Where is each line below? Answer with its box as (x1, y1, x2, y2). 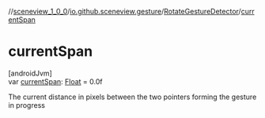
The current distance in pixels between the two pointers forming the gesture (8, 92, 257, 101)
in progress (8, 100, 46, 109)
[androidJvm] (8, 68, 53, 78)
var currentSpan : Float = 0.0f (8, 76, 103, 86)
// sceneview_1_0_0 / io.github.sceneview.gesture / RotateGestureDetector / (8, 7, 241, 16)
